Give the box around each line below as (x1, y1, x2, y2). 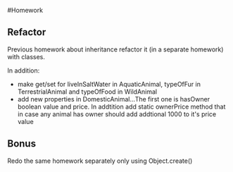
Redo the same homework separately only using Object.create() (7, 156, 193, 165)
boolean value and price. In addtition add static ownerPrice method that (17, 102, 226, 111)
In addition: (7, 66, 40, 75)
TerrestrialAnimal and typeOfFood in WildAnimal (17, 87, 157, 96)
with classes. (7, 52, 46, 61)
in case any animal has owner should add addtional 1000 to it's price (17, 109, 217, 118)
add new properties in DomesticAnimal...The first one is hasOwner (17, 94, 210, 103)
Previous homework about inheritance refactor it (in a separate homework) (7, 45, 224, 54)
